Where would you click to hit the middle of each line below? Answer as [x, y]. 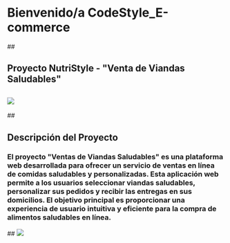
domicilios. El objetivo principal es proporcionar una [96, 200]
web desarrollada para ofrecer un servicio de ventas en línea [111, 165]
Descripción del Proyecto [63, 137]
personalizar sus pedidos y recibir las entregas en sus [99, 192]
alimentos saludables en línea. [59, 217]
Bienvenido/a [46, 13]
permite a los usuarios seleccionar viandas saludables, [101, 183]
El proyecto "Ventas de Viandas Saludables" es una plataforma [115, 157]
